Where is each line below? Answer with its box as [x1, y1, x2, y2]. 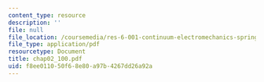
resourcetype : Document [8, 48, 86, 55]
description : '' [8, 19, 61, 27]
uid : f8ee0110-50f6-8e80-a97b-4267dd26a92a [8, 62, 153, 70]
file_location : [8, 33, 58, 41]
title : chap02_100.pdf [8, 55, 82, 63]
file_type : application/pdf [8, 41, 101, 48]
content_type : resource [8, 11, 86, 20]
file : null [8, 26, 44, 34]
